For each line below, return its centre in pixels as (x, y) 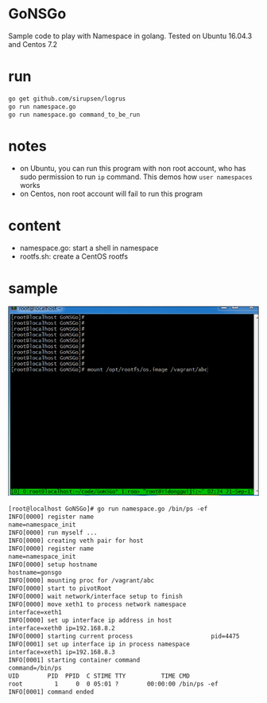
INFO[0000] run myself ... (53, 533)
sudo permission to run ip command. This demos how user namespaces (136, 177)
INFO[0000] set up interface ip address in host (90, 621)
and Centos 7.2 (33, 44)
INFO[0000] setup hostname (53, 565)
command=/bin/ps (35, 668)
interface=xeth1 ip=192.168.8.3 (62, 652)
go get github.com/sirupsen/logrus (67, 99)
